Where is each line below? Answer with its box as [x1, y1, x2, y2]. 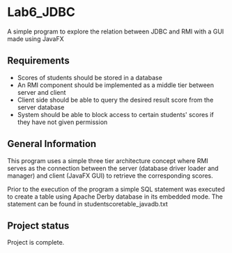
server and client [17, 88, 66, 96]
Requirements [7, 55, 70, 67]
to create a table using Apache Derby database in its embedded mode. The [7, 192, 223, 201]
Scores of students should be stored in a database [17, 73, 162, 82]
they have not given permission [17, 118, 108, 126]
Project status [7, 220, 70, 231]
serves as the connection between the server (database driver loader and [7, 164, 219, 172]
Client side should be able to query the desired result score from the [17, 95, 214, 104]
